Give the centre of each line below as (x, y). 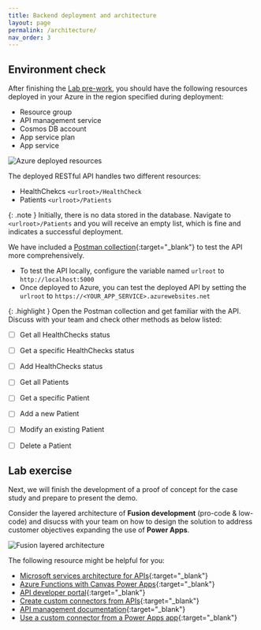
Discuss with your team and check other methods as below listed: (115, 319)
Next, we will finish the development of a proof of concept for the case (123, 490)
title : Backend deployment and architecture (82, 15)
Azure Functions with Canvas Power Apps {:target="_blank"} (117, 584)
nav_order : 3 (30, 37)
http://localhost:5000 (57, 280)
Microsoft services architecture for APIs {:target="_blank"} (114, 576)
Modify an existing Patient (62, 430)
